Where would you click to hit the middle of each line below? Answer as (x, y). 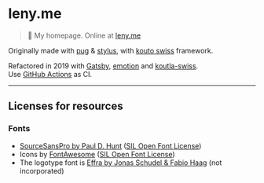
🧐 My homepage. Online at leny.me (84, 35)
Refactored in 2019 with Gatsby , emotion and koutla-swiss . (103, 66)
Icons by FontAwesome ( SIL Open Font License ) (97, 154)
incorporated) (42, 170)
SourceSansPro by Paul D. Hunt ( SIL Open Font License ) (110, 145)
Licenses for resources (66, 106)
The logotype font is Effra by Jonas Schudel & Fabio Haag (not (121, 163)
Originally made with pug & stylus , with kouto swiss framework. (111, 50)
